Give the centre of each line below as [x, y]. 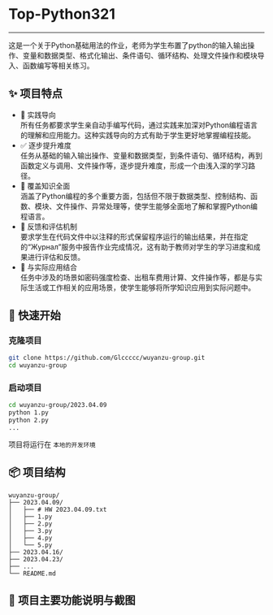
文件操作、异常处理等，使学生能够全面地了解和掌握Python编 [157, 206]
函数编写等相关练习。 [58, 65]
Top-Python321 [62, 14]
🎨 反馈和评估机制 [48, 226]
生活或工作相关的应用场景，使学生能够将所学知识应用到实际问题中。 [141, 287]
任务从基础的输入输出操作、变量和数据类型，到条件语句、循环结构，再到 [141, 155]
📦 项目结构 [37, 472]
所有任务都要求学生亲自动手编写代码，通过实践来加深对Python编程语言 [139, 125]
